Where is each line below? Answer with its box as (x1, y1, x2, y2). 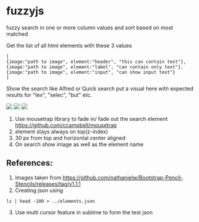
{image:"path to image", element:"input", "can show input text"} (6, 69, 176, 75)
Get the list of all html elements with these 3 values (6, 42, 132, 49)
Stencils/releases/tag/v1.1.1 (14, 180, 81, 187)
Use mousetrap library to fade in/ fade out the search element (14, 115, 168, 122)
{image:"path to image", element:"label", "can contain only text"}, (6, 64, 184, 70)
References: (6, 158, 53, 168)
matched (6, 30, 28, 37)
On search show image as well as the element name (14, 141, 144, 148)
